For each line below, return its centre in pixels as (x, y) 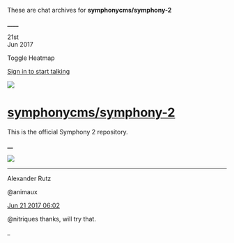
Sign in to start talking (39, 71)
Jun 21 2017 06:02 (34, 205)
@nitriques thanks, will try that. (52, 219)
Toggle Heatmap (31, 58)
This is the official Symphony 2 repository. (68, 132)
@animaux (23, 191)
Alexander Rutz (29, 178)
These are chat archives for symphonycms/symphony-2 (89, 10)
